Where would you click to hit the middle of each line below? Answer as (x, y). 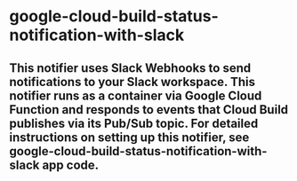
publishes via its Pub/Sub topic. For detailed (134, 123)
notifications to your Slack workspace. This (132, 82)
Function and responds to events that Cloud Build (149, 110)
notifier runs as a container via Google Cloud (136, 95)
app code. (71, 165)
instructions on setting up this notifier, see (129, 137)
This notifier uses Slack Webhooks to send (130, 68)
